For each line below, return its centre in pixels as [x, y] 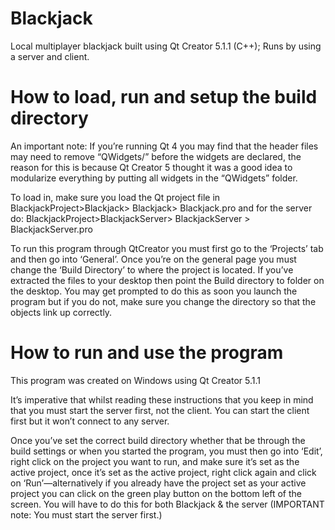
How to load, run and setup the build [164, 97]
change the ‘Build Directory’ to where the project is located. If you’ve [152, 269]
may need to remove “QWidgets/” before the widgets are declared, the [156, 156]
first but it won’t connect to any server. [90, 421]
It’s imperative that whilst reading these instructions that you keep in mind [162, 399]
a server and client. [50, 56]
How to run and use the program [147, 353]
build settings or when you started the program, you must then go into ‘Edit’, [166, 451]
